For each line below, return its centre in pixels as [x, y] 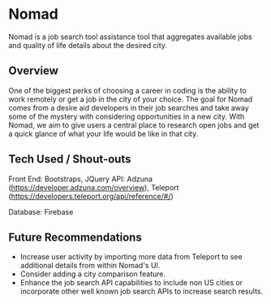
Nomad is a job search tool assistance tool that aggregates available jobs [131, 37]
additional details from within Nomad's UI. [90, 266]
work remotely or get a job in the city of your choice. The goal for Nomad [131, 99]
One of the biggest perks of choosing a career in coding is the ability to [128, 90]
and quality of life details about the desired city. [88, 45]
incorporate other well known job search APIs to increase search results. [142, 291]
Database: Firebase [41, 211]
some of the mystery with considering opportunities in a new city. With [127, 116]
